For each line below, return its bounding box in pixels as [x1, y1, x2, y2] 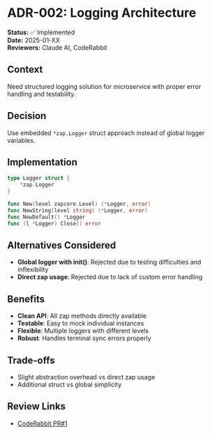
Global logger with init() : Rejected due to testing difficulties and [17, 258, 202, 267]
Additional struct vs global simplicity [17, 380, 122, 388]
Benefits [7, 293, 45, 305]
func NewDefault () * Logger [7, 213, 86, 220]
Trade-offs [7, 354, 55, 366]
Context [7, 64, 43, 76]
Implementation [7, 156, 78, 168]
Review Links [7, 400, 66, 412]
